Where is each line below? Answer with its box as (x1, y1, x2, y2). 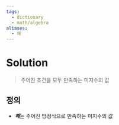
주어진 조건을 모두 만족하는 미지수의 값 (20, 76, 110, 84)
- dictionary (11, 14, 44, 20)
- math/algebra (11, 20, 49, 25)
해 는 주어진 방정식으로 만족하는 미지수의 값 (14, 112, 114, 119)
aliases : (6, 25, 28, 31)
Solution (6, 56, 49, 70)
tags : (6, 8, 20, 15)
